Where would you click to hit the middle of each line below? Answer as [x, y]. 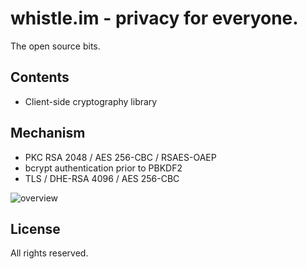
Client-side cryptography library [91, 101]
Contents [40, 77]
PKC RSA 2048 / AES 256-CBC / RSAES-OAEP [120, 157]
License [35, 228]
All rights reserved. [49, 253]
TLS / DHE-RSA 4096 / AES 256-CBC [102, 178]
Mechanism [48, 133]
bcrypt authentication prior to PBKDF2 [103, 168]
